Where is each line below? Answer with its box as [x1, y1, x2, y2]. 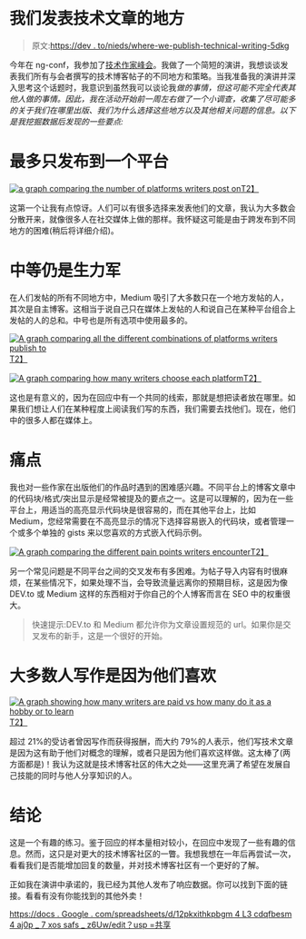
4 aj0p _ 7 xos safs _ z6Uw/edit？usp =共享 [9, 919, 172, 930]
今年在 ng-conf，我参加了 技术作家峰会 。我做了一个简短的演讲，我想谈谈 [9, 59, 281, 70]
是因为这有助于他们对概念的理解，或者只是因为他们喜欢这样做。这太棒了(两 [9, 746, 291, 758]
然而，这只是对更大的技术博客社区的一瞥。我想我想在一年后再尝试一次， [25, 848, 296, 859]
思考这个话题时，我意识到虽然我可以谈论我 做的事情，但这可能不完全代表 [16, 82, 288, 93]
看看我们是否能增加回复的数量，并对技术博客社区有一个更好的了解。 [9, 859, 264, 870]
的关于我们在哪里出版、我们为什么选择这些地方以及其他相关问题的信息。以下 [9, 104, 296, 115]
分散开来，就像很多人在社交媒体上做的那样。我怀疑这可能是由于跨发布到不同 [9, 213, 296, 224]
